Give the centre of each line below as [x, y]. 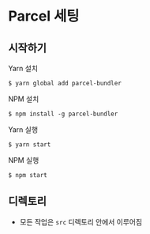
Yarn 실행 [23, 130]
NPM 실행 [24, 160]
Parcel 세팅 [44, 16]
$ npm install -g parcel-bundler [63, 114]
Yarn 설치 [23, 68]
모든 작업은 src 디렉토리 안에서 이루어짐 [81, 221]
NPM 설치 [24, 99]
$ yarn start [30, 145]
